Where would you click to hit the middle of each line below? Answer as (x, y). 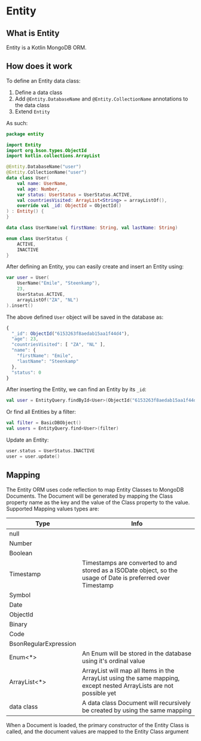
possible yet (99, 693)
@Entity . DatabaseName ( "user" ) (44, 167)
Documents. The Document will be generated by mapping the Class (90, 496)
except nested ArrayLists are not (127, 685)
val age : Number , (39, 189)
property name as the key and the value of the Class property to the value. (98, 502)
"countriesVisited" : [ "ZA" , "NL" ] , (59, 345)
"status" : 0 (27, 373)
